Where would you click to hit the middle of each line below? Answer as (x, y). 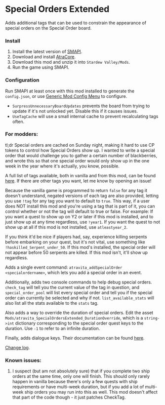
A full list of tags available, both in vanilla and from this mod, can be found (81, 175)
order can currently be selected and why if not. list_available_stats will (80, 298)
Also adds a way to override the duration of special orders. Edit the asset (79, 313)
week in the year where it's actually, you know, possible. (62, 166)
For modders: (22, 134)
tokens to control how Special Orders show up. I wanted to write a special (80, 150)
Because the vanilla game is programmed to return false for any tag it (76, 190)
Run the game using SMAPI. (41, 67)
